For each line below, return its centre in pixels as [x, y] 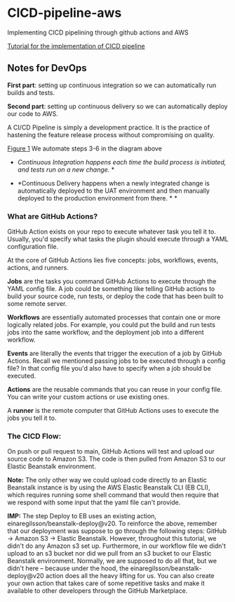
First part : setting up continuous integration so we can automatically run [112, 85]
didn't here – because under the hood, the [68, 568]
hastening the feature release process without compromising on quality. [111, 134]
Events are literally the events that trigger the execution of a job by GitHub [115, 354]
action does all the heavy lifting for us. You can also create [130, 576]
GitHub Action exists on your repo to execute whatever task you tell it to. [112, 232]
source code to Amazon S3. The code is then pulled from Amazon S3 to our [116, 459]
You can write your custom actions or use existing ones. [88, 397]
